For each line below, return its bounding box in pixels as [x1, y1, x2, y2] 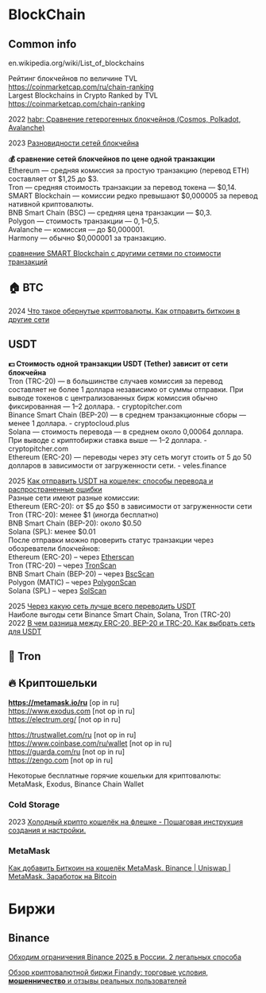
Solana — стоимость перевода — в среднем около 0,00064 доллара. [8, 427, 244, 436]
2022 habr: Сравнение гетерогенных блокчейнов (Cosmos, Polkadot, [8, 114, 241, 124]
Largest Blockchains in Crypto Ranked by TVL [8, 91, 159, 100]
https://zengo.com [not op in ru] [8, 755, 114, 765]
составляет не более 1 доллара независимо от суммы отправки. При [8, 384, 244, 394]
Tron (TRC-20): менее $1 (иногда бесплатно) [8, 510, 159, 519]
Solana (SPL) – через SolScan [8, 586, 107, 595]
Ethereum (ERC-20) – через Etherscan [8, 552, 135, 561]
